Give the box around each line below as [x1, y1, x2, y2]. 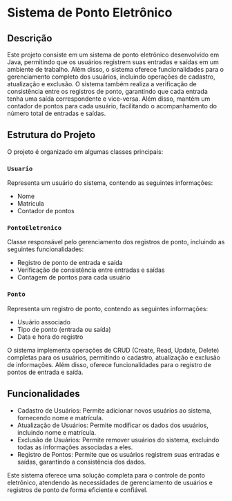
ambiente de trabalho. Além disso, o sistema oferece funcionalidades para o [7, 66, 224, 73]
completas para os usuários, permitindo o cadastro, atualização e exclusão [7, 353, 221, 362]
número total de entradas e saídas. [7, 109, 106, 117]
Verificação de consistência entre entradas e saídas [17, 266, 165, 274]
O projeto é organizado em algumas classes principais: [7, 147, 164, 156]
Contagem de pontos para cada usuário [17, 273, 131, 282]
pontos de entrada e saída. [7, 368, 84, 376]
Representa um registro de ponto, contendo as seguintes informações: [7, 304, 209, 313]
